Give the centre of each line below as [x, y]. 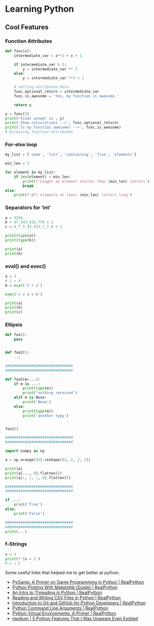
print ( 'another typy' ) [46, 416]
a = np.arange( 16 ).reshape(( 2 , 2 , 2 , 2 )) [48, 460]
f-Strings [16, 544]
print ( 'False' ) [29, 513]
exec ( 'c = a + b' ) [24, 294]
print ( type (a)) [21, 236]
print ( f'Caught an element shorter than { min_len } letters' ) [86, 181]
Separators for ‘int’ [28, 208]
